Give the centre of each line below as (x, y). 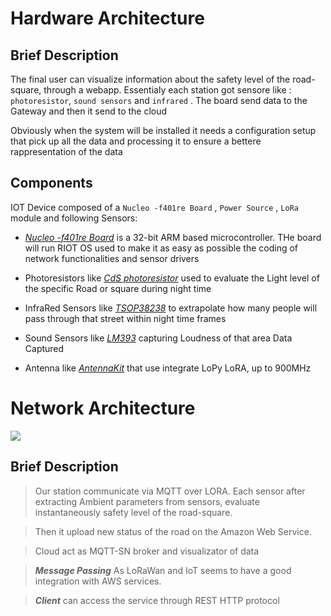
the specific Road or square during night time (118, 288)
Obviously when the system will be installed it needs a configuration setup (163, 130)
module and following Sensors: (74, 218)
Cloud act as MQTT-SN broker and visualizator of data (147, 551)
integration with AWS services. (98, 581)
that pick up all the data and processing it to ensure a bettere (136, 141)
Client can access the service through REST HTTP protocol (157, 600)
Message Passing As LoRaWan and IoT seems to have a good (163, 570)
